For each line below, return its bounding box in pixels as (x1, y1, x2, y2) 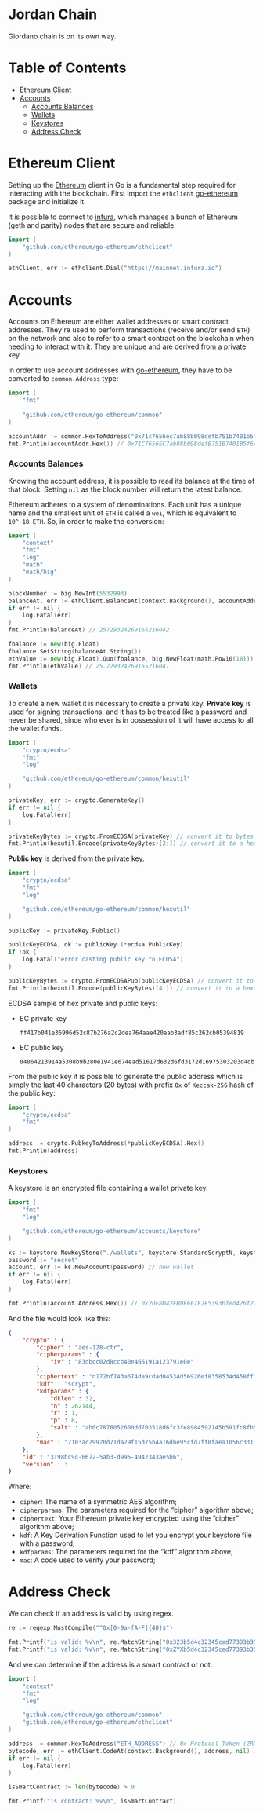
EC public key (19, 1042, 64, 1052)
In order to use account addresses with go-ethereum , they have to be (8, 365, 232, 375)
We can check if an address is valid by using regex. (8, 1609, 174, 1619)
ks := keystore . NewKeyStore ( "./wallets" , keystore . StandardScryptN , (8, 1249, 236, 1257)
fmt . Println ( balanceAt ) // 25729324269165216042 (8, 626, 170, 634)
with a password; (19, 1539, 76, 1548)
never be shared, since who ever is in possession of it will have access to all (8, 715, 254, 724)
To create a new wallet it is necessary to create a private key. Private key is (8, 698, 252, 708)
